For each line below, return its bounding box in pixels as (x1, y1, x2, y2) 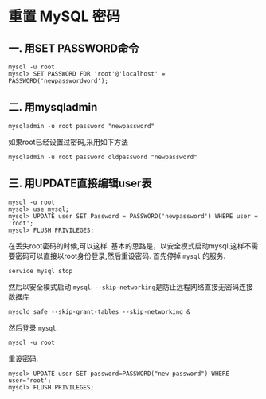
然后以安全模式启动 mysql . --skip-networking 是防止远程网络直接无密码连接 (8, 282, 253, 291)
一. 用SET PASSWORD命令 (8, 41, 139, 55)
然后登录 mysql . (8, 323, 58, 332)
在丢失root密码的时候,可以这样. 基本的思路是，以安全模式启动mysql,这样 (8, 241, 244, 251)
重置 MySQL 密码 (8, 7, 121, 25)
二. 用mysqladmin (8, 100, 98, 114)
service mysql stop (8, 267, 73, 275)
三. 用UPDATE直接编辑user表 (8, 177, 153, 190)
